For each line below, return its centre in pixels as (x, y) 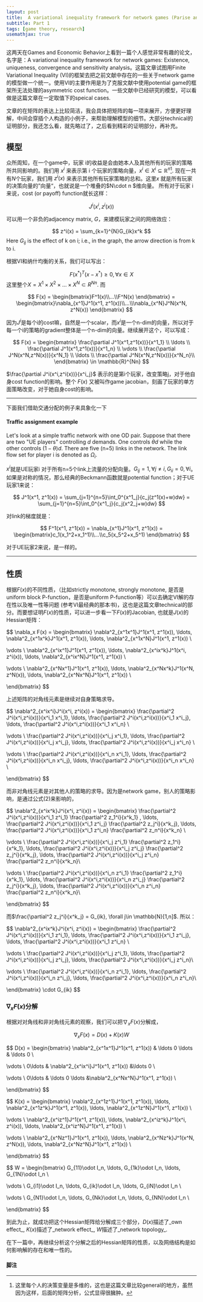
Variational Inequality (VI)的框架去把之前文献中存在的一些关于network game (101, 75)
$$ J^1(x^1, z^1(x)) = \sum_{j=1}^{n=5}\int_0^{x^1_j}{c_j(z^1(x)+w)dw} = (101, 497)
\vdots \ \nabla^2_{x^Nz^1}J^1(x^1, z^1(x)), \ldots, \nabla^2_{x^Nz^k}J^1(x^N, (100, 1138)
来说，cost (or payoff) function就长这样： (58, 193)
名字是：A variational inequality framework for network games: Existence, (98, 60)
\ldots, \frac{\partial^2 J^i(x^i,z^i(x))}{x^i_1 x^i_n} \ (68, 724)
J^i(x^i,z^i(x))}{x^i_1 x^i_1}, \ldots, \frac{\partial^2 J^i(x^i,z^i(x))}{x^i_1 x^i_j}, (98, 717)
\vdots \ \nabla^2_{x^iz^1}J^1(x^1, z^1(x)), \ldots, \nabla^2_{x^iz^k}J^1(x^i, (96, 1120)
